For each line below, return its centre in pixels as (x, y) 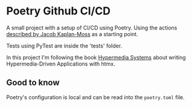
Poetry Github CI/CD (58, 11)
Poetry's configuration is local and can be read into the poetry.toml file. (96, 97)
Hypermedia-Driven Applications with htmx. (61, 64)
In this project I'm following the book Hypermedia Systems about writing (96, 57)
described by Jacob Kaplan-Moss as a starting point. (72, 34)
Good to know (33, 83)
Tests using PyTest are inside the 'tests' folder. (64, 46)
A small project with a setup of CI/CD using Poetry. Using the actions (92, 28)
